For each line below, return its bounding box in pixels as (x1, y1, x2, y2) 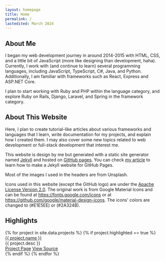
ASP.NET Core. (5, 79, 36, 85)
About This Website (5, 113, 67, 122)
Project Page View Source (5, 245, 58, 251)
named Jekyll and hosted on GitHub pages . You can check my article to (5, 157, 151, 163)
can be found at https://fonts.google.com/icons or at (5, 191, 112, 198)
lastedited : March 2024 (5, 21, 54, 26)
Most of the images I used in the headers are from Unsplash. (5, 172, 128, 177)
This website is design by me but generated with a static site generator (5, 151, 149, 157)
